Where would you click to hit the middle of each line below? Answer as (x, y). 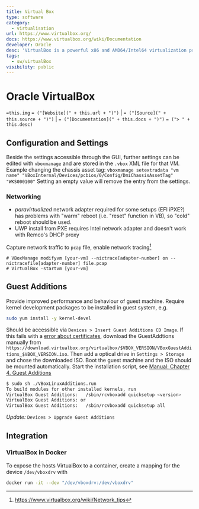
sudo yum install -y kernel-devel (49, 318)
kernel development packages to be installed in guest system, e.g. (87, 307)
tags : (13, 56)
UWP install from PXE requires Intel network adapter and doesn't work (100, 229)
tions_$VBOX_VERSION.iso (37, 354)
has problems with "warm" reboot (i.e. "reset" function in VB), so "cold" (102, 216)
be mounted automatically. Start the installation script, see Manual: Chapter (98, 366)
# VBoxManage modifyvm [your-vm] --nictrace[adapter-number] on (87, 258)
